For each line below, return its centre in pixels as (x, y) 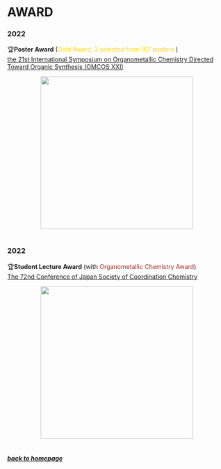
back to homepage (35, 459)
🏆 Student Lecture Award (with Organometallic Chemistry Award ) (102, 266)
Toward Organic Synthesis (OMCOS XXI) (65, 67)
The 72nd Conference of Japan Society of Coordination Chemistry (103, 277)
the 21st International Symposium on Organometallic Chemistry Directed (110, 59)
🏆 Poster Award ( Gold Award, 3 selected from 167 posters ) (93, 49)
